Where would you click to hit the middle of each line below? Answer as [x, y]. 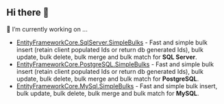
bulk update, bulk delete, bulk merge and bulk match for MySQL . [108, 93]
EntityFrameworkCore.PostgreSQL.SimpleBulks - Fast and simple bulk [115, 64]
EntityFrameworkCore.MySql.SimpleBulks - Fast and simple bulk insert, [117, 86]
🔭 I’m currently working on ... [47, 29]
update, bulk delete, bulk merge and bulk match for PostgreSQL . [108, 79]
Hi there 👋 [28, 13]
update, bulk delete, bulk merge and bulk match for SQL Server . [107, 57]
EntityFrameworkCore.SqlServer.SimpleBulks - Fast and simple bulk [112, 42]
